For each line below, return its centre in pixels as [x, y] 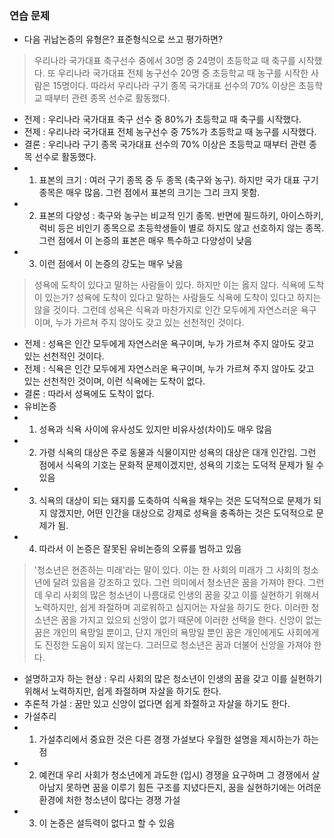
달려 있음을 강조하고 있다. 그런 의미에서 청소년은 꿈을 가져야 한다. [179, 583]
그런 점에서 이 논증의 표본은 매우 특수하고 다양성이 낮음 [145, 241]
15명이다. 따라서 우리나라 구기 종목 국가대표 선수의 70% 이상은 [174, 86]
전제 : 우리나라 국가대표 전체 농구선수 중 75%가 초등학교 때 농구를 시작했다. [170, 132]
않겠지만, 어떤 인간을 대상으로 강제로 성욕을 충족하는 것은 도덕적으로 [181, 513]
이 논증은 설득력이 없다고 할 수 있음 [107, 823]
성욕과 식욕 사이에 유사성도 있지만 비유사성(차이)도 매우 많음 [155, 429]
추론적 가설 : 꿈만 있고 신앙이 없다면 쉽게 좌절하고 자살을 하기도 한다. [157, 704]
